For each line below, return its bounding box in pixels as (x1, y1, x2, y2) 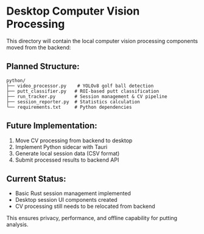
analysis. (6, 221, 29, 229)
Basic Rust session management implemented (15, 190, 131, 197)
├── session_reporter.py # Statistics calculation (6, 98, 140, 105)
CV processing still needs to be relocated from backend (15, 202, 155, 210)
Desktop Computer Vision (6, 4, 140, 18)
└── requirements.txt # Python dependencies (6, 104, 132, 110)
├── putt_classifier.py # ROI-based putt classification (6, 88, 160, 94)
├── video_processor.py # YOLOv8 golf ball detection (6, 83, 154, 89)
